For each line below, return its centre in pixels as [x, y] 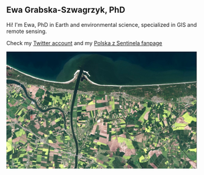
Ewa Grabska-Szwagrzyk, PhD [66, 10]
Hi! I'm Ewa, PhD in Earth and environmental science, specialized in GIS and [102, 24]
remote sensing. [27, 31]
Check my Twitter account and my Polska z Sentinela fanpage [85, 43]
